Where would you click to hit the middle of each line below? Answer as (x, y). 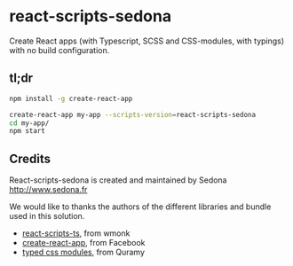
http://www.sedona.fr (48, 190)
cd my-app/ (29, 123)
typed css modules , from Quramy (83, 252)
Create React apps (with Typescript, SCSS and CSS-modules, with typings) (147, 41)
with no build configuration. (59, 50)
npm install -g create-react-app (71, 98)
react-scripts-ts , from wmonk (76, 233)
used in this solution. (47, 216)
